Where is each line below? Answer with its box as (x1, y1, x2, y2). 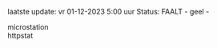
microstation (7, 22, 49, 31)
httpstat (7, 31, 34, 40)
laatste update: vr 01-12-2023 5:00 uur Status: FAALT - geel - (7, 7, 210, 16)
